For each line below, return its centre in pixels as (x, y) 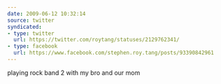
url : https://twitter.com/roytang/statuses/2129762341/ (97, 40)
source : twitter (31, 20)
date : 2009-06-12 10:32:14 (47, 14)
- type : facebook (33, 46)
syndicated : (24, 27)
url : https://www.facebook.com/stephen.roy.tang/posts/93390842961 (114, 53)
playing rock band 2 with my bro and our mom (74, 72)
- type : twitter (31, 33)
